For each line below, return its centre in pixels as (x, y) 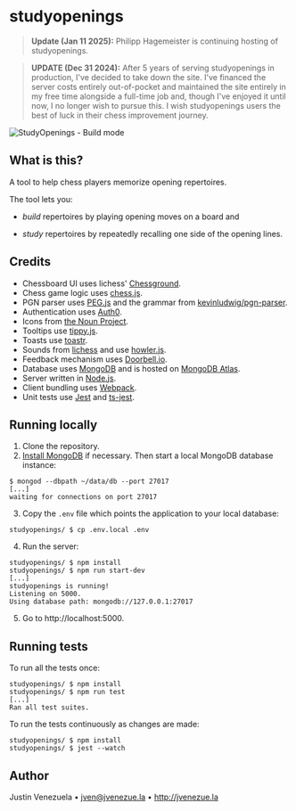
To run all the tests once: (55, 668)
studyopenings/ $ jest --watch (67, 749)
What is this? (46, 161)
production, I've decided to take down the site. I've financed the (148, 77)
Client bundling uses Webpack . (79, 387)
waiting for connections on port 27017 (83, 497)
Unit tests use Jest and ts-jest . (78, 397)
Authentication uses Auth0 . (72, 311)
